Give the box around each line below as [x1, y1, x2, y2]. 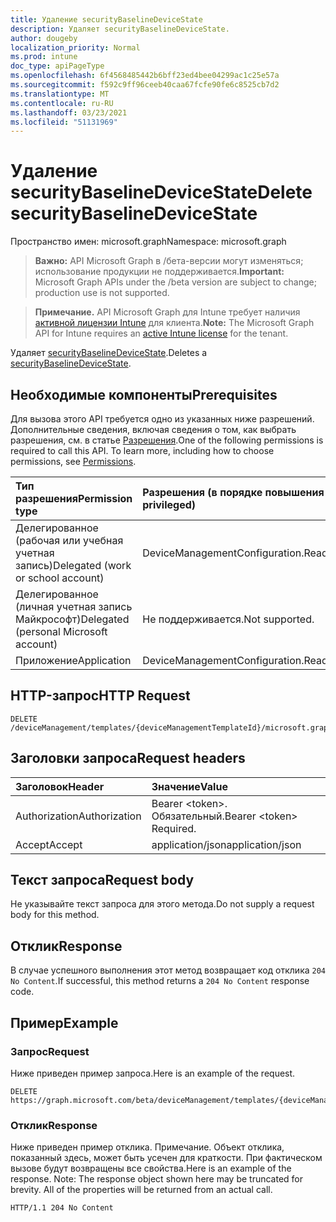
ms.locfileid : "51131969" [10, 117, 118, 127]
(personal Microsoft [15, 625, 108, 638]
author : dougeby [10, 33, 78, 43]
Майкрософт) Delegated [15, 612, 130, 626]
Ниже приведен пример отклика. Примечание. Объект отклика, [10, 1141, 285, 1153]
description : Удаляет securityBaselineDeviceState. [10, 24, 230, 34]
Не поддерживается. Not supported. [142, 612, 315, 626]
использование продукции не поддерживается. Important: [34, 266, 285, 278]
